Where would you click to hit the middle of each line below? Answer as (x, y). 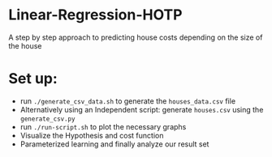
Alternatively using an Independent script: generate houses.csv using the (142, 109)
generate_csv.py (47, 119)
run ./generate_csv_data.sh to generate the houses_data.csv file (128, 101)
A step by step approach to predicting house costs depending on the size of (136, 37)
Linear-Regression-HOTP (95, 15)
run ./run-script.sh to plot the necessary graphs (103, 126)
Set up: (33, 79)
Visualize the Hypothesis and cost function (92, 135)
